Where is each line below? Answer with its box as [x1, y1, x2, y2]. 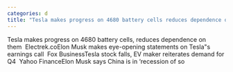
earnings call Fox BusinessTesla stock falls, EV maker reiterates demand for [7, 49, 225, 58]
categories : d [7, 10, 49, 17]
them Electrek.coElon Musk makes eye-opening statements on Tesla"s [7, 43, 211, 51]
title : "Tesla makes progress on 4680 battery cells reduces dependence [7, 16, 222, 23]
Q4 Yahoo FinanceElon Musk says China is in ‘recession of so [7, 57, 185, 65]
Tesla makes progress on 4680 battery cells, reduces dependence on [7, 35, 207, 43]
